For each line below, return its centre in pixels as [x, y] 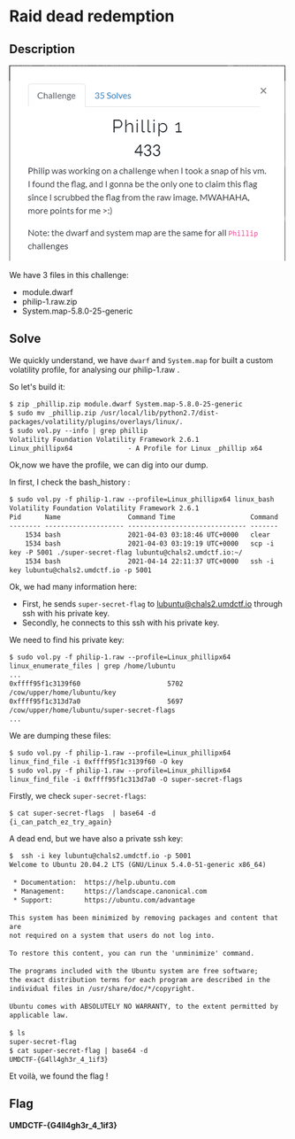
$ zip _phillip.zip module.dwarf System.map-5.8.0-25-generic [126, 404]
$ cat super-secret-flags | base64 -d [83, 813]
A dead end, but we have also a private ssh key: [96, 838]
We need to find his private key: [67, 639]
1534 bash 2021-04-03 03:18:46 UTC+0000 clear [148, 535]
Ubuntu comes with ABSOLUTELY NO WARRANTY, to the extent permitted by [144, 1006]
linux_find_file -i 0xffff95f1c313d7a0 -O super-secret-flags [126, 779]
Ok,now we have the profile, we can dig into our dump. [109, 465]
